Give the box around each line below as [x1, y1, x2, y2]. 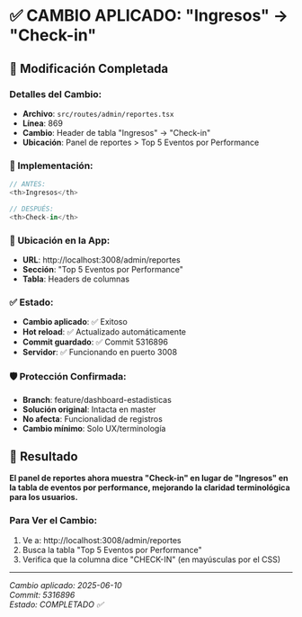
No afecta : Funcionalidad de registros [22, 413, 164, 424]
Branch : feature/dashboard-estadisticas [22, 394, 173, 405]
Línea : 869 [22, 118, 63, 129]
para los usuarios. [9, 492, 78, 503]
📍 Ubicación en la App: [9, 234, 111, 246]
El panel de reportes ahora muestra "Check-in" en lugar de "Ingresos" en [9, 473, 289, 484]
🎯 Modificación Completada [9, 60, 169, 76]
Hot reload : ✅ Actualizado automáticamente [22, 326, 187, 337]
